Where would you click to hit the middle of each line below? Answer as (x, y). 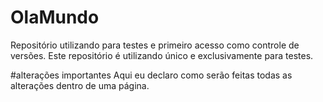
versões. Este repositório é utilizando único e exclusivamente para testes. (162, 55)
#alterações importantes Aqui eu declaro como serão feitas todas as (151, 75)
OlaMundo (55, 17)
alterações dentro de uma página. (80, 85)
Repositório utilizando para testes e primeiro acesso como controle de (155, 45)
